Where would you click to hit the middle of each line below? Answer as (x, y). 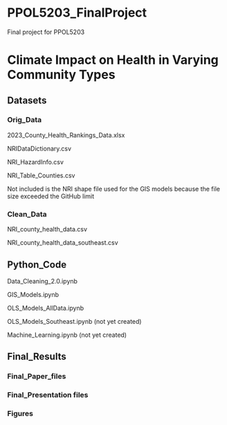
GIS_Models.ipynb (33, 294)
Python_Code (37, 264)
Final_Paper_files (37, 376)
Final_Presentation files (48, 395)
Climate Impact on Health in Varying (113, 60)
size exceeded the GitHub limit (51, 196)
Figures (20, 414)
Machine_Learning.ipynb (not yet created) (67, 335)
